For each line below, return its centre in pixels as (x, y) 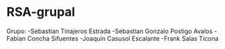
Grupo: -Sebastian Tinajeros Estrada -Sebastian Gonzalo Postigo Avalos (110, 31)
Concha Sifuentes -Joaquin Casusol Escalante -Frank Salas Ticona (123, 38)
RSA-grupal (41, 12)
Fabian (16, 38)
